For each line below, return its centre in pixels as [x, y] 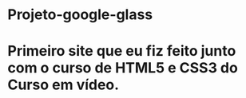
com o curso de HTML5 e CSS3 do [123, 68]
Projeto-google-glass [80, 15]
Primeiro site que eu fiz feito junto [122, 51]
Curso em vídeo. [63, 85]
